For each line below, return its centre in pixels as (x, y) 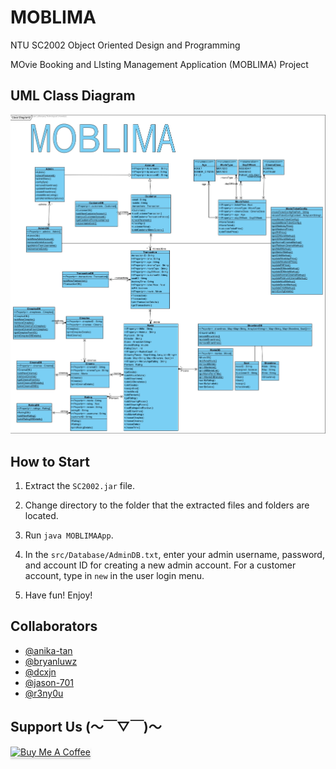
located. (41, 516)
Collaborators (54, 626)
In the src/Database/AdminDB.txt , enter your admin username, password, (174, 555)
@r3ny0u (44, 693)
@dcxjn (40, 672)
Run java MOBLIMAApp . (69, 535)
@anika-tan (48, 650)
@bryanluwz (51, 661)
